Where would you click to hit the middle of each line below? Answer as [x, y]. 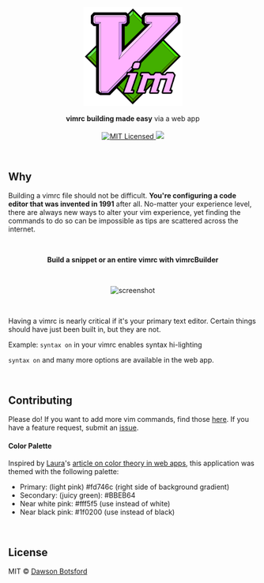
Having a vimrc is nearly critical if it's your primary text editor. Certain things [132, 321]
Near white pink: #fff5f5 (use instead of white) [95, 504]
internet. [22, 229]
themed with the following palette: [64, 472]
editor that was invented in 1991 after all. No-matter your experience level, [130, 204]
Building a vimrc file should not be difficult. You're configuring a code [123, 196]
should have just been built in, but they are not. [85, 329]
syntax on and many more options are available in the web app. [111, 360]
